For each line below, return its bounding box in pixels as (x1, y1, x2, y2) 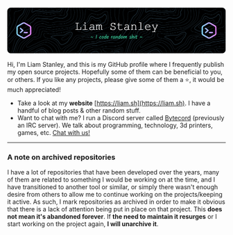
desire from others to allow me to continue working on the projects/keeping (7, 191, 223, 199)
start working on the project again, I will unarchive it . (7, 220, 159, 228)
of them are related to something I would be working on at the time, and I (7, 175, 216, 184)
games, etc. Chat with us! (17, 128, 90, 136)
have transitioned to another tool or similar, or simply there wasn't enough (7, 183, 218, 191)
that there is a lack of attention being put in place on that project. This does (7, 205, 223, 213)
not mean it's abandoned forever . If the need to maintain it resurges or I (7, 213, 217, 221)
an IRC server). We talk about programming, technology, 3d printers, (17, 121, 213, 129)
